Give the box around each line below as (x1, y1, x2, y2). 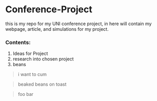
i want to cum (17, 71, 47, 77)
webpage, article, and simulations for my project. (5, 26, 109, 32)
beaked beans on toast (17, 81, 67, 88)
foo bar (17, 91, 34, 97)
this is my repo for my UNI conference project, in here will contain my (5, 21, 152, 27)
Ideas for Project (12, 50, 48, 57)
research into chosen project (12, 56, 74, 62)
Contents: (5, 38, 31, 46)
